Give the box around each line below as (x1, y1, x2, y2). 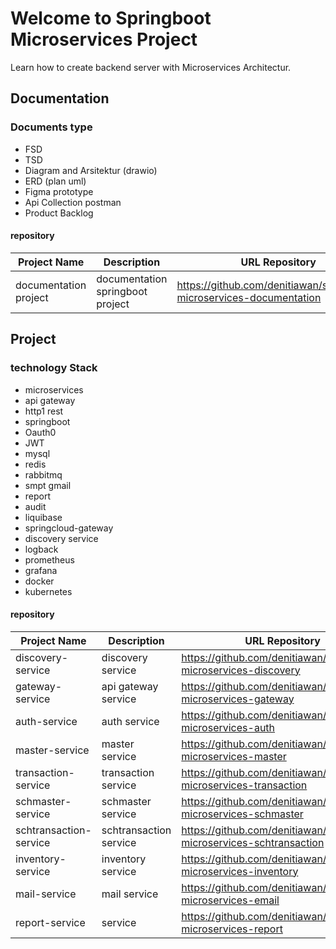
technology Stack (10, 361, 98, 375)
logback (24, 543, 59, 555)
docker (24, 575, 55, 587)
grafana (24, 564, 58, 576)
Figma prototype (24, 185, 94, 197)
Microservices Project (10, 28, 198, 51)
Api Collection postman (24, 196, 122, 208)
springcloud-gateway (24, 522, 114, 534)
